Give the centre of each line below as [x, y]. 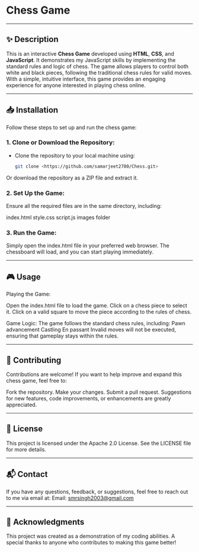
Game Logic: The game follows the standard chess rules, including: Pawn [96, 323]
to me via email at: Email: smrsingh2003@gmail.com [70, 498]
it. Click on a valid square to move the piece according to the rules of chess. [99, 312]
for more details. [26, 449]
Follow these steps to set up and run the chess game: [71, 127]
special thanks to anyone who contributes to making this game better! [91, 543]
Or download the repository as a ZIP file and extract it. [72, 178]
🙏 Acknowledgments [45, 522]
